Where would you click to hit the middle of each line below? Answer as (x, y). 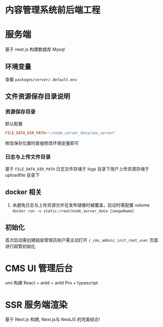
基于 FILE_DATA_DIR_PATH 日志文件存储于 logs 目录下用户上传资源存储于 (77, 168)
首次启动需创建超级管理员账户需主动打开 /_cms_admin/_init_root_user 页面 (82, 240)
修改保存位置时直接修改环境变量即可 (42, 143)
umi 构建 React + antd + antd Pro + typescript (52, 283)
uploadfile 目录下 (22, 175)
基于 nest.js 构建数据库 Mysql (35, 50)
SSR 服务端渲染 (36, 305)
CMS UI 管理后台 (39, 268)
